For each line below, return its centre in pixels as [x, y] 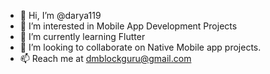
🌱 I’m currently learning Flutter [82, 36]
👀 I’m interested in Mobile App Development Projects [128, 26]
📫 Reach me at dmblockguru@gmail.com [105, 58]
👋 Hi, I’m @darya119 [60, 15]
